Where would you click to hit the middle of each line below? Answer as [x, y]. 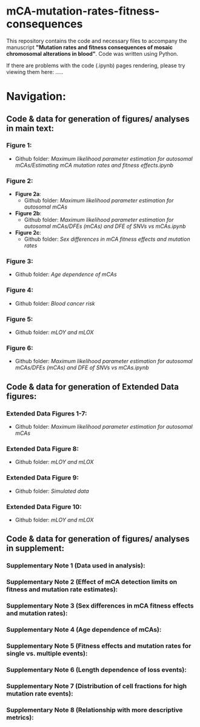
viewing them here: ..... [35, 72]
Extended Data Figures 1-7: [47, 414]
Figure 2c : [28, 233]
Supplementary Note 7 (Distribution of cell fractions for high [97, 686]
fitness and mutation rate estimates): [62, 589]
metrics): [20, 717]
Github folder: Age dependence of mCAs [66, 275]
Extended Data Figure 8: [42, 449]
